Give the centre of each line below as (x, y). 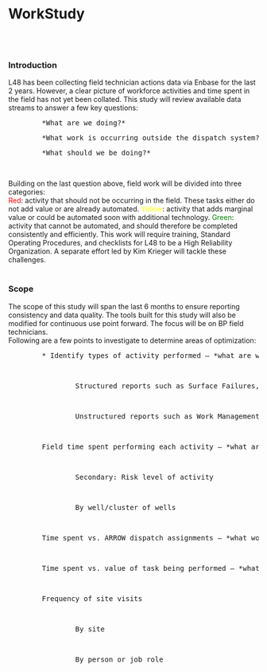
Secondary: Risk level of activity (145, 477)
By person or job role (119, 659)
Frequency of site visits (92, 598)
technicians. (28, 332)
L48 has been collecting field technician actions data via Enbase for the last (132, 83)
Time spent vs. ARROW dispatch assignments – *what (145, 538)
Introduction (33, 65)
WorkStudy (46, 14)
